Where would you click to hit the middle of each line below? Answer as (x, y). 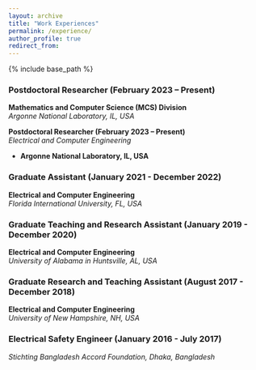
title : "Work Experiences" (54, 23)
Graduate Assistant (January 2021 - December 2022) (115, 177)
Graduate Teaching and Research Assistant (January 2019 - (128, 224)
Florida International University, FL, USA (76, 203)
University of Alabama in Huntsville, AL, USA (83, 261)
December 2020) (43, 234)
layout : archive (36, 16)
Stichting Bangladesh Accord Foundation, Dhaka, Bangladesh (112, 356)
